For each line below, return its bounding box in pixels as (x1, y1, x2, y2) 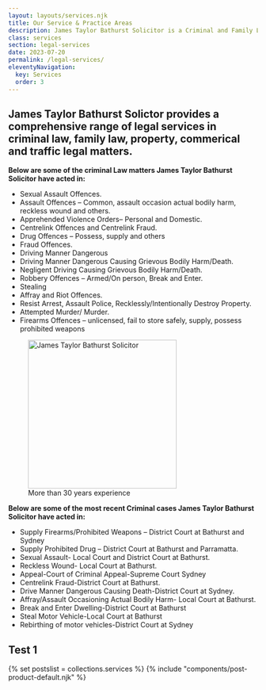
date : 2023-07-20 (8, 48, 66, 56)
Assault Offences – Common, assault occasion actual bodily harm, (19, 197, 236, 207)
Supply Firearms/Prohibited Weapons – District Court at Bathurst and (19, 527, 245, 537)
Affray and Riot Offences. (19, 290, 103, 300)
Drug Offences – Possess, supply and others (19, 232, 165, 241)
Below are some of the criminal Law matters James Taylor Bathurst (8, 166, 233, 175)
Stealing (19, 282, 47, 292)
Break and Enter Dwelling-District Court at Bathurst (19, 604, 187, 613)
